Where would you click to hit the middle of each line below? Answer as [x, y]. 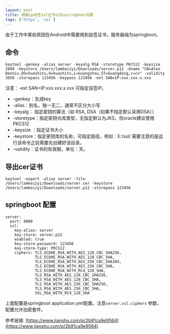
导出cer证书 [24, 167]
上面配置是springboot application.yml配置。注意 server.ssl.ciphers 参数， [83, 303]
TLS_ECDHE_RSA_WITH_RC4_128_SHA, [70, 271]
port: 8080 [21, 221]
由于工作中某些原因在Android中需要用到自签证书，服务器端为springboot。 [83, 35]
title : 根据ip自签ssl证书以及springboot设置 [49, 15]
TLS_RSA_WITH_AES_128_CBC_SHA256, [72, 275]
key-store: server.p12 [38, 235]
